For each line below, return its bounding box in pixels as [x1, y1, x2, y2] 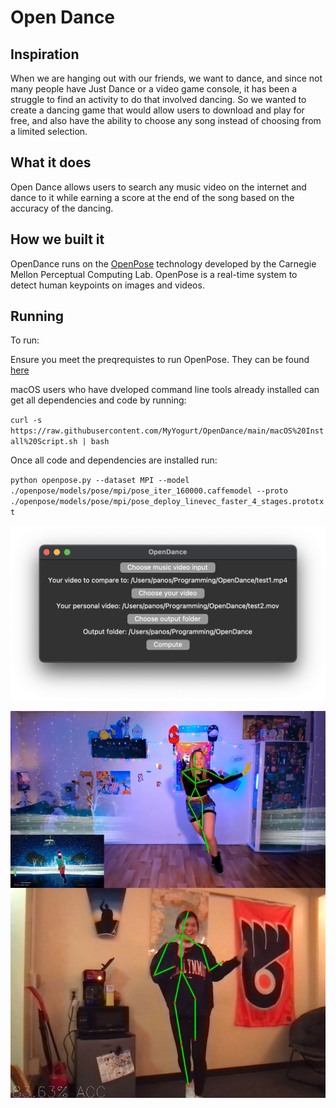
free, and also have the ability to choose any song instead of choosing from [10, 115, 322, 126]
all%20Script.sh [10, 437, 78, 447]
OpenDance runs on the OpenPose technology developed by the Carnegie [10, 257, 317, 270]
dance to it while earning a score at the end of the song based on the [10, 191, 295, 203]
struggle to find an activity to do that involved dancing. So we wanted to [10, 94, 307, 105]
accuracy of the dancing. [10, 202, 114, 214]
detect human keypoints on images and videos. [10, 279, 205, 291]
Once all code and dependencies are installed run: [10, 454, 218, 466]
